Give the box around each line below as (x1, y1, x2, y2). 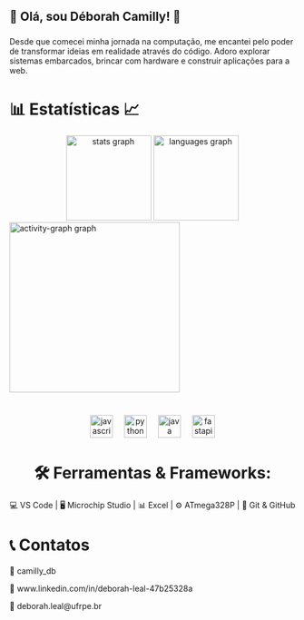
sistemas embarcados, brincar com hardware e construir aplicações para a (9, 55, 290, 66)
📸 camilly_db (9, 566, 56, 576)
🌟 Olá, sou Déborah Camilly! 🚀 (9, 9, 181, 25)
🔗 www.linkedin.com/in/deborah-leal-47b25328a (9, 583, 193, 595)
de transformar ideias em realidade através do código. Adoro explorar (9, 46, 270, 57)
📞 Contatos (9, 535, 91, 556)
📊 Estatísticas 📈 (9, 99, 140, 119)
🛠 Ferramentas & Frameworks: (33, 463, 272, 484)
